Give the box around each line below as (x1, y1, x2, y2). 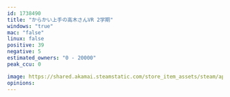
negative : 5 (7, 48, 41, 55)
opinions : (7, 79, 36, 86)
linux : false (7, 36, 44, 42)
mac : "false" (7, 29, 44, 36)
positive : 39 (7, 42, 44, 48)
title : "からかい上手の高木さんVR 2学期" (7, 16, 114, 23)
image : (7, 73, 26, 80)
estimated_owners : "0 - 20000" (7, 55, 97, 61)
